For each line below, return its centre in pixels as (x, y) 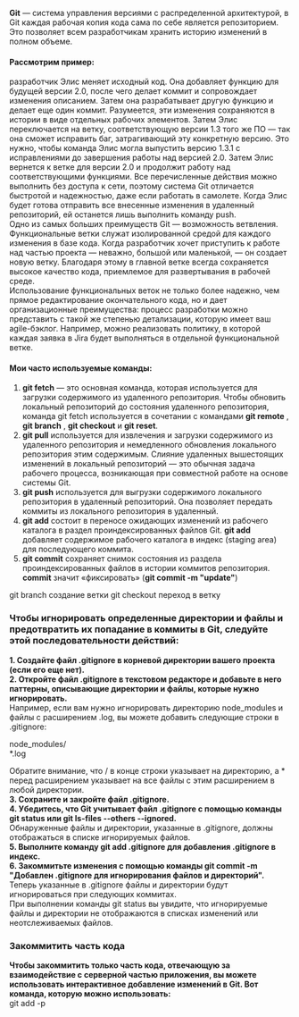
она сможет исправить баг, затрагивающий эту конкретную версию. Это (149, 139)
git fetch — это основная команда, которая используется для (140, 388)
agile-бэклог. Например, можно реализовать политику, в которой (135, 329)
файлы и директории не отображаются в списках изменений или (134, 913)
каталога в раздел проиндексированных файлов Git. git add (137, 530)
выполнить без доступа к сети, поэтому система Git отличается (132, 186)
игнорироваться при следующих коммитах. (93, 894)
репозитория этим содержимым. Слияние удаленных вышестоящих (153, 454)
